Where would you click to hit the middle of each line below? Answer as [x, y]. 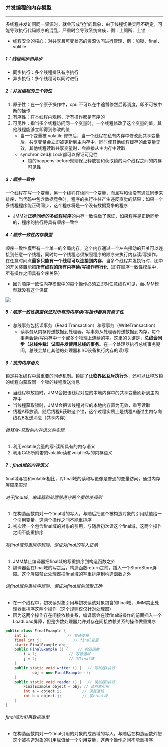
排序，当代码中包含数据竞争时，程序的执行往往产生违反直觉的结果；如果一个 [84, 199]
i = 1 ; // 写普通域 [57, 654]
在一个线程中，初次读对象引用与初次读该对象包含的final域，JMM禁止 [84, 602]
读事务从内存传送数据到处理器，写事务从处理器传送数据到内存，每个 [90, 332]
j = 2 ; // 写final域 [59, 659]
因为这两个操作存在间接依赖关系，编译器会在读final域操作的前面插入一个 [87, 615]
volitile [20, 47]
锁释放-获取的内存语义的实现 [35, 430]
